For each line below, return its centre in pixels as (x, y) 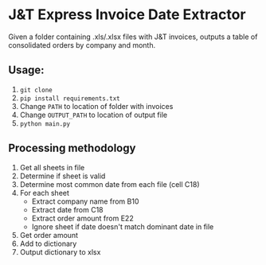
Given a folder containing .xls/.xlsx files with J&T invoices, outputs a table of (133, 37)
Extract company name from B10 (85, 201)
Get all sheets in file (52, 167)
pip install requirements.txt (70, 98)
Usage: (27, 70)
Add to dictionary (48, 244)
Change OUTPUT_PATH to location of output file (94, 115)
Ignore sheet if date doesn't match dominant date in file (123, 226)
